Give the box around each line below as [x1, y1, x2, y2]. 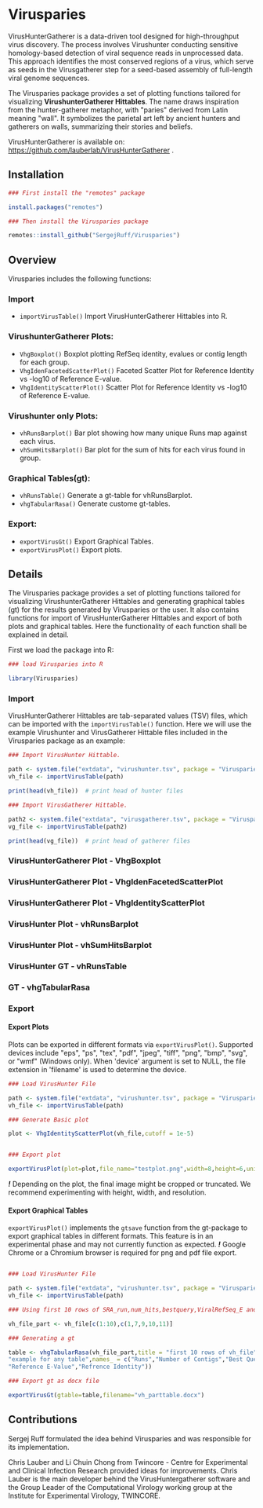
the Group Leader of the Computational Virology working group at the [8, 1482, 233, 1492]
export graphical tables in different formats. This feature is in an [8, 1232, 214, 1241]
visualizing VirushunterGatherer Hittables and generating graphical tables [8, 597, 245, 606]
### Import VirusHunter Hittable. [8, 752, 121, 759]
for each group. [19, 357, 70, 367]
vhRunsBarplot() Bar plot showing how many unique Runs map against [19, 428, 247, 437]
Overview [8, 253, 57, 266]
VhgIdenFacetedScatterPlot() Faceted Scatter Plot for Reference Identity [19, 365, 254, 375]
